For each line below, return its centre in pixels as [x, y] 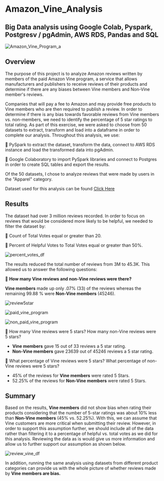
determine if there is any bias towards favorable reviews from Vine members [82, 114]
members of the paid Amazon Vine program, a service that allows [71, 79]
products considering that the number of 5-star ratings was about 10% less [81, 413]
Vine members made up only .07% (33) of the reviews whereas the [73, 288]
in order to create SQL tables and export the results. [58, 164]
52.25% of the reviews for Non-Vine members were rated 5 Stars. [79, 381]
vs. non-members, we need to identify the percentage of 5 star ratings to [79, 119]
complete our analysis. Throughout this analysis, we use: [62, 135]
